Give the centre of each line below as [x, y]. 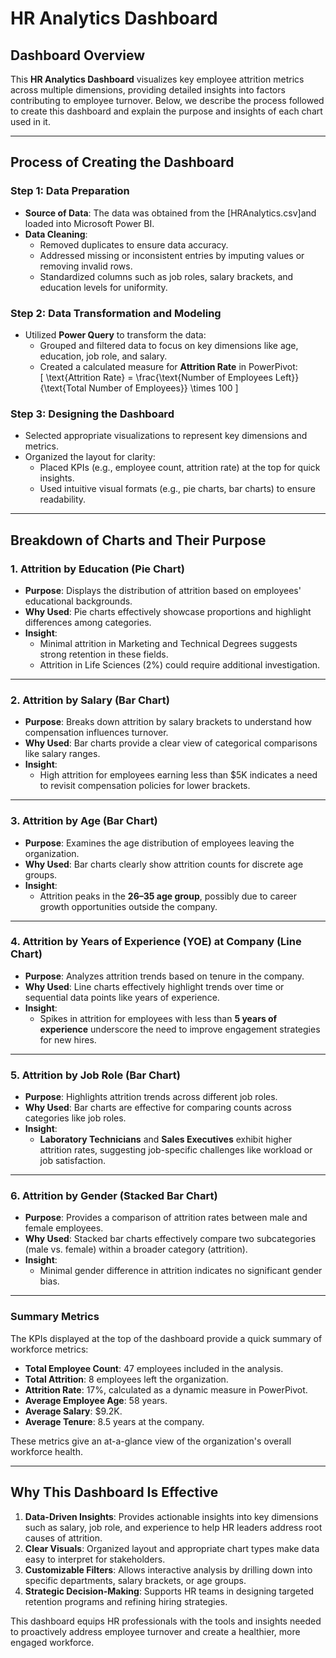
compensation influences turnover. [96, 733]
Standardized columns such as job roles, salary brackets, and [166, 276]
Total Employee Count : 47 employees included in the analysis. [154, 1368]
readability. [63, 499]
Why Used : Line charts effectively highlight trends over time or [154, 986]
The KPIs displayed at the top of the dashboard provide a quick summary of [166, 1338]
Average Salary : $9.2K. [73, 1411]
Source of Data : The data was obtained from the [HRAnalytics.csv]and [170, 213]
